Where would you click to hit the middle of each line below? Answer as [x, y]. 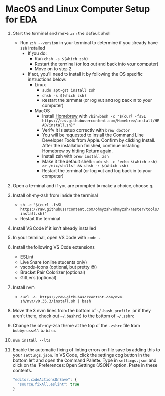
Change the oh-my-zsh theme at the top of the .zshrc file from [76, 325]
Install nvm [24, 287]
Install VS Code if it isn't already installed [54, 228]
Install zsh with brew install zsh [76, 156]
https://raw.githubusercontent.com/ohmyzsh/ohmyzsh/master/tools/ [90, 209]
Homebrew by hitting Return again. [77, 151]
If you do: [37, 53]
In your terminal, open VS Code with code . [57, 237]
